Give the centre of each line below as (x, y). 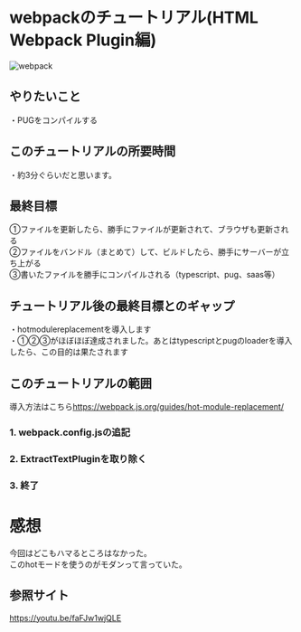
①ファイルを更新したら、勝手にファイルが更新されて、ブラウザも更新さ (146, 230)
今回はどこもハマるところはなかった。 (80, 552)
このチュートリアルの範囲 (80, 383)
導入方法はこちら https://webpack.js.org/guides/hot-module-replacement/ (147, 406)
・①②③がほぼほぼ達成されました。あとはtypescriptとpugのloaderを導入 (151, 341)
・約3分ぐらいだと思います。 (63, 175)
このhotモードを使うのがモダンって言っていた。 (98, 564)
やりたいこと (45, 96)
